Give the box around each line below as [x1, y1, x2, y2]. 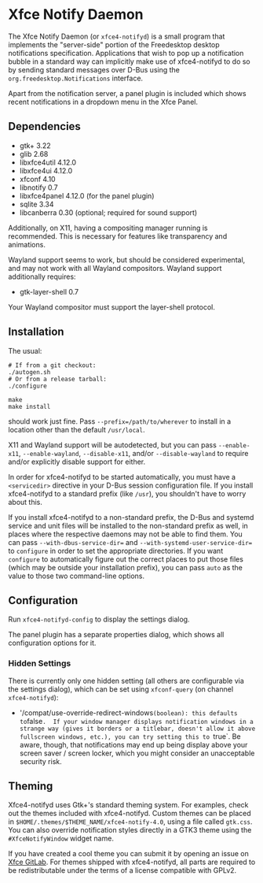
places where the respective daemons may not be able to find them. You [8, 529, 243, 539]
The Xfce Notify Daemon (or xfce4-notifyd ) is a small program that [8, 32, 225, 41]
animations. [8, 239, 46, 249]
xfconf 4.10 [19, 174, 57, 184]
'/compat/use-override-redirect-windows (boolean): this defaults [19, 707, 238, 718]
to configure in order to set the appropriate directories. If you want [8, 546, 224, 555]
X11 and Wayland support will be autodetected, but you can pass [8, 440, 217, 450]
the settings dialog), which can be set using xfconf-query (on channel [8, 684, 234, 694]
